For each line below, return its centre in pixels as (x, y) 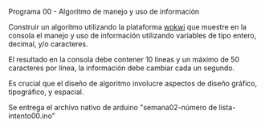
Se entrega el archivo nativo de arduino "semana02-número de (113, 107)
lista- (227, 107)
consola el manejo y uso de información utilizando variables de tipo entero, (132, 36)
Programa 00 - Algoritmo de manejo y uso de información (104, 12)
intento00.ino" (32, 116)
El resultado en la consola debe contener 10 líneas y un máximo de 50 (124, 60)
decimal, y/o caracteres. (48, 44)
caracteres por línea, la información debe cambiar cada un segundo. (122, 68)
